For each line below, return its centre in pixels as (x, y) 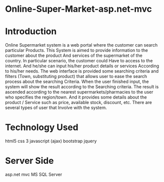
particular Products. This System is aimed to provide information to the (77, 51)
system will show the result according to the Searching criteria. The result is (82, 87)
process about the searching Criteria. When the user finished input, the (77, 81)
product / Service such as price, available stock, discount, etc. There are (79, 103)
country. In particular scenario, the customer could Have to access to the (79, 61)
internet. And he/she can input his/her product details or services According (82, 66)
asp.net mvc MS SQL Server (34, 174)
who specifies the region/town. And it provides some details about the (76, 97)
